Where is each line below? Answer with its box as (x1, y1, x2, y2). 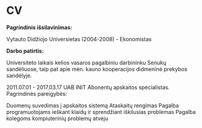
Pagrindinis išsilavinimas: (6, 24, 73, 31)
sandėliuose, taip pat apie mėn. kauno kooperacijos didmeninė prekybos (6, 65, 188, 73)
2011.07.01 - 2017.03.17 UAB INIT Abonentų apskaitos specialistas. (6, 83, 170, 91)
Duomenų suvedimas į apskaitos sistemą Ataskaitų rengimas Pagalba (6, 101, 179, 109)
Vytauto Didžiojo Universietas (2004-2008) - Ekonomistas (6, 35, 152, 42)
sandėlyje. (6, 72, 32, 79)
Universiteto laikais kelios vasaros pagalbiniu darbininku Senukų (6, 59, 167, 66)
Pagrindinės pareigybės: (6, 90, 68, 97)
